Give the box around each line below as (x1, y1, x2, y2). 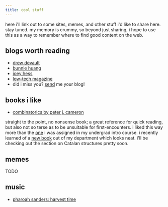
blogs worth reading (5, 46, 70, 55)
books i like (5, 96, 42, 104)
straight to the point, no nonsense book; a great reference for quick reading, (5, 119, 163, 125)
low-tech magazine (12, 76, 53, 82)
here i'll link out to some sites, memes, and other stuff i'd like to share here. (5, 21, 161, 27)
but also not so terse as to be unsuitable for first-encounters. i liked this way (5, 124, 163, 130)
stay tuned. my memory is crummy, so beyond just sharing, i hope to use (5, 26, 156, 33)
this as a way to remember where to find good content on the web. (5, 32, 143, 38)
